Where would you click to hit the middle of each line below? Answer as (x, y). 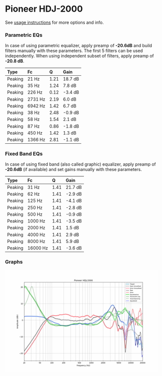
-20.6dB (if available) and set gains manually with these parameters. (73, 170)
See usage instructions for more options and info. (55, 22)
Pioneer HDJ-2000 (44, 9)
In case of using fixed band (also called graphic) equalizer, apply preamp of (81, 164)
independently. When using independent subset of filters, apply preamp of (80, 56)
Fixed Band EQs (24, 154)
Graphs (14, 262)
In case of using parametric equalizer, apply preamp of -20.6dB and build (79, 46)
